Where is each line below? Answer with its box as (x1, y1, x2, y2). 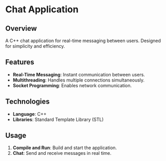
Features (5, 58, 34, 67)
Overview (5, 24, 37, 33)
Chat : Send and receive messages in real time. (12, 150, 112, 156)
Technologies (5, 97, 50, 106)
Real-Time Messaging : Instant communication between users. (12, 71, 145, 77)
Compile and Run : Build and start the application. (12, 145, 117, 151)
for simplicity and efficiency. (5, 43, 65, 49)
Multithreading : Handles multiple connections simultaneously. (12, 77, 145, 83)
